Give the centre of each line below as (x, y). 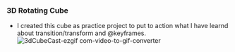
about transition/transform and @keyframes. (81, 33)
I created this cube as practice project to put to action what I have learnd (122, 26)
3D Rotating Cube (37, 11)
